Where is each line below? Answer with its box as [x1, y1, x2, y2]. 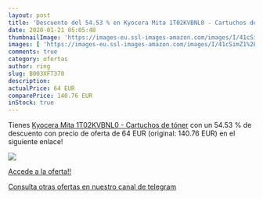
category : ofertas [8, 56, 68, 63]
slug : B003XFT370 [8, 70, 65, 78]
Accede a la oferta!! [8, 167, 72, 176]
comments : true [8, 48, 58, 56]
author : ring [8, 63, 51, 71]
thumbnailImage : [8, 33, 61, 42]
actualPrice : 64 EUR [8, 84, 76, 92]
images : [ [8, 41, 41, 49]
